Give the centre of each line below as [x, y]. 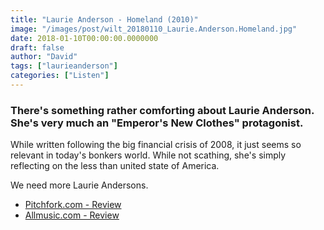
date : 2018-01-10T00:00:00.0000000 [84, 38]
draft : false [37, 47]
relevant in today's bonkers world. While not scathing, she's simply [148, 155]
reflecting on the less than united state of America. [115, 166]
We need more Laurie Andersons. [79, 185]
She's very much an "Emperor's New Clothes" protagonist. [157, 123]
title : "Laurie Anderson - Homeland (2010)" [104, 19]
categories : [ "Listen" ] [60, 76]
